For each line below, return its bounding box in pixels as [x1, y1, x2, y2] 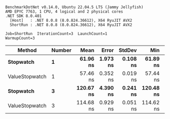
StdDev [118, 47, 137, 54]
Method [17, 47, 37, 54]
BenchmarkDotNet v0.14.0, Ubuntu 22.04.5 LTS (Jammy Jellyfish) [5, 5, 144, 10]
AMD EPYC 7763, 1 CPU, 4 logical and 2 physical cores [5, 9, 123, 14]
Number [51, 47, 72, 54]
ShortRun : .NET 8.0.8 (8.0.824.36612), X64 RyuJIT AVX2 [10, 22, 133, 27]
